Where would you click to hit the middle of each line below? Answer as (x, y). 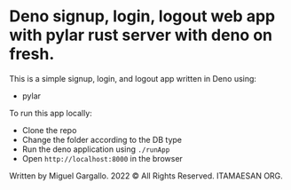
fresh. (32, 54)
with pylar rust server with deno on (141, 35)
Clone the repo (49, 130)
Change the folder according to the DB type (102, 139)
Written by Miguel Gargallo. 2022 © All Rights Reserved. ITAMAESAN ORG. (146, 176)
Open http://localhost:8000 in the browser (102, 158)
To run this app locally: (51, 113)
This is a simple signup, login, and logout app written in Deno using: (133, 78)
